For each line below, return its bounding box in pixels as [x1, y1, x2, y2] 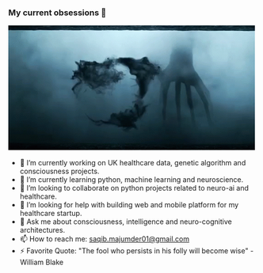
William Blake [19, 257, 64, 267]
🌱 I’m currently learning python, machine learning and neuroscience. [19, 175, 244, 184]
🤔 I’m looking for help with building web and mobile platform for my [19, 200, 239, 210]
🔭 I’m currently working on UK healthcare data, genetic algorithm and [19, 158, 246, 168]
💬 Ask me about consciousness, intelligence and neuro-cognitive [19, 217, 232, 226]
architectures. [19, 226, 66, 235]
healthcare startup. [19, 209, 82, 218]
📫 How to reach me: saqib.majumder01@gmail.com [19, 234, 190, 244]
